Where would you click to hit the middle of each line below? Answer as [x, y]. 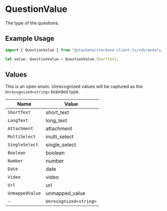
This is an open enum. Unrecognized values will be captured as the [74, 87]
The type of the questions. [32, 23]
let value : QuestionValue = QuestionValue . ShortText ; [62, 59]
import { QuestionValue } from [38, 50]
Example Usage [30, 39]
